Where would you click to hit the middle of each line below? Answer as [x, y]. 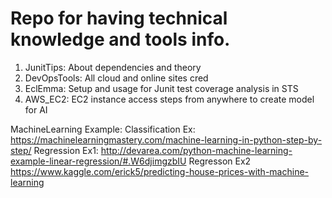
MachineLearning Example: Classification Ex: [103, 129]
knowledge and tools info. [120, 39]
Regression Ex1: [66, 150]
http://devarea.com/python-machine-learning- [196, 150]
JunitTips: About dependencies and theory [113, 67]
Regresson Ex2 [220, 161]
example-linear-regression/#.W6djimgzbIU [98, 161]
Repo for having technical [119, 18]
